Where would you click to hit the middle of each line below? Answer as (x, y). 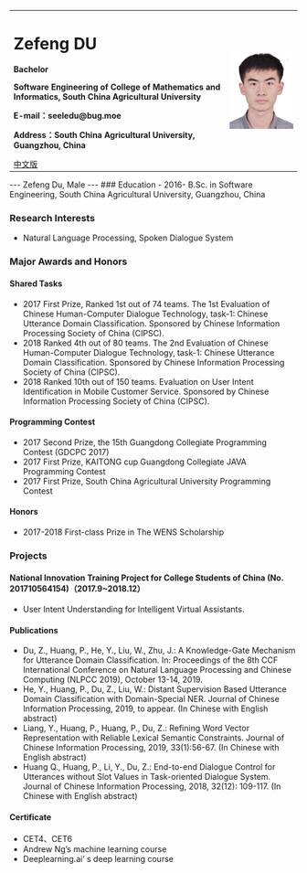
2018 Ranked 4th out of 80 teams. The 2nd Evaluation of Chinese (146, 343)
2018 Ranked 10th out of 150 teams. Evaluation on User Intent (138, 381)
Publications (34, 630)
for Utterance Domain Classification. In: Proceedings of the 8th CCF (150, 660)
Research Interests (53, 218)
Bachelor (31, 69)
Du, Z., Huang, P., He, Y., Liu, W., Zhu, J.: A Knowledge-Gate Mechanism (159, 651)
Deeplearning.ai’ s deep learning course (98, 858)
